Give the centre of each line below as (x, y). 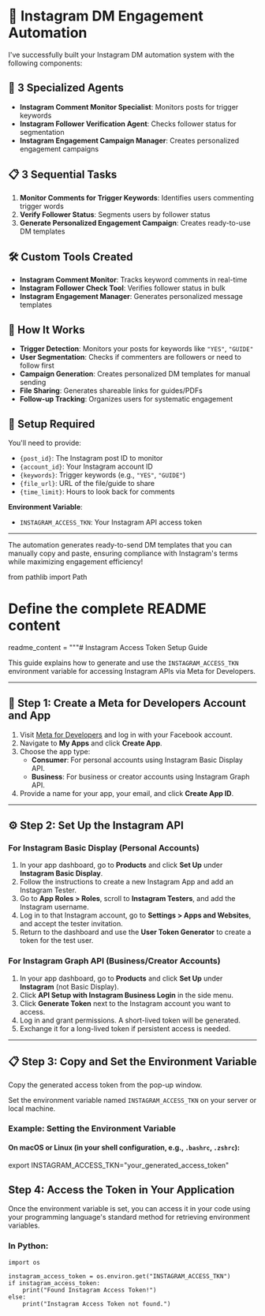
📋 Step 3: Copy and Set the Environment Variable (132, 1062)
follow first (37, 365)
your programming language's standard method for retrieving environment (129, 1217)
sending (33, 383)
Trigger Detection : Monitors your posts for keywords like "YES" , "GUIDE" (136, 349)
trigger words (42, 206)
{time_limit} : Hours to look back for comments (97, 492)
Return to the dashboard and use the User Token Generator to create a (135, 932)
